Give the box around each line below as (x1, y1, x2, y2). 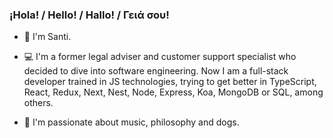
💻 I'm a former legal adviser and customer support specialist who (23, 51, 297, 63)
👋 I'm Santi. (23, 31, 72, 43)
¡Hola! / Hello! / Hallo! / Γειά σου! (9, 8, 170, 22)
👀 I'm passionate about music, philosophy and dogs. (23, 116, 240, 128)
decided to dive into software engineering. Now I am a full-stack (23, 65, 289, 77)
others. (23, 97, 54, 109)
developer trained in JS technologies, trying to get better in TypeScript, (23, 76, 317, 88)
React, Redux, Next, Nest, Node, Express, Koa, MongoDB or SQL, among (23, 86, 324, 98)
